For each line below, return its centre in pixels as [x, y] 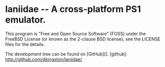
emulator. [25, 20]
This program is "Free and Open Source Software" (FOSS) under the [75, 33]
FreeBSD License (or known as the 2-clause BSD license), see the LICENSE [83, 39]
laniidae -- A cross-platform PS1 [73, 9]
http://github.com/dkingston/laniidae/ [44, 59]
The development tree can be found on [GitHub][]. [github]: [66, 54]
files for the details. [25, 44]
